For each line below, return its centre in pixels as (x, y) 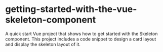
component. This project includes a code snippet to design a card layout (81, 39)
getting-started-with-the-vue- (71, 9)
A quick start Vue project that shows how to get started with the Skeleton (81, 33)
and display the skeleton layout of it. (43, 44)
